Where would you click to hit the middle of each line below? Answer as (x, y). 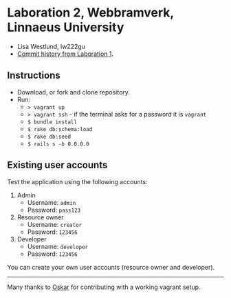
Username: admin (52, 202)
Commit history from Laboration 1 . (65, 54)
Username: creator (55, 224)
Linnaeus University (66, 27)
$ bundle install (52, 122)
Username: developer (58, 246)
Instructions (34, 76)
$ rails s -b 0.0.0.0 (58, 144)
